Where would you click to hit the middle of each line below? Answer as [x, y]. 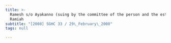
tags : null [17, 28]
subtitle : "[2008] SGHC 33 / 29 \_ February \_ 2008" [59, 24]
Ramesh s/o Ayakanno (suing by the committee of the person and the [84, 14]
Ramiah [17, 19]
